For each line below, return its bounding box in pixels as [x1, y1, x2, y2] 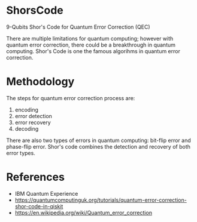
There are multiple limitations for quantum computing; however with [6, 35, 174, 42]
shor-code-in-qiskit [14, 202, 63, 209]
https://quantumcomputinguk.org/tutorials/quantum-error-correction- [14, 196, 187, 203]
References [6, 171, 65, 184]
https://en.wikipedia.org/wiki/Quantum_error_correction [14, 209, 153, 216]
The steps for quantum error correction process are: [6, 94, 135, 101]
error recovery [14, 119, 51, 126]
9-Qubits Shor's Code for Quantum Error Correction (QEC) [6, 23, 151, 30]
